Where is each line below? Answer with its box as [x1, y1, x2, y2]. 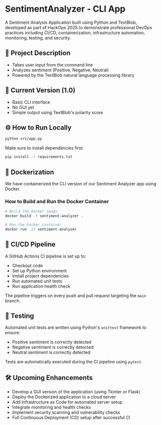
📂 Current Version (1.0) [5, 86, 76, 95]
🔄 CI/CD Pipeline [5, 240, 56, 248]
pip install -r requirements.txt [5, 154, 73, 160]
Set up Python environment [12, 268, 67, 274]
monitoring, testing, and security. [5, 35, 71, 41]
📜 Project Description [5, 49, 71, 57]
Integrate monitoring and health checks [12, 404, 91, 410]
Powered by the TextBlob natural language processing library [12, 72, 135, 78]
